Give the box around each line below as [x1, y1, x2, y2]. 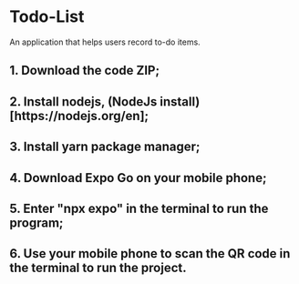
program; [9, 215, 64, 230]
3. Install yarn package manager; [9, 139, 201, 155]
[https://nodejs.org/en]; [9, 107, 149, 124]
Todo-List [9, 6, 85, 27]
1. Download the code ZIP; [9, 63, 160, 78]
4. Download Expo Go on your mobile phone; [9, 170, 267, 186]
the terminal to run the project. [9, 260, 187, 276]
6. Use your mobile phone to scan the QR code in [9, 246, 291, 261]
